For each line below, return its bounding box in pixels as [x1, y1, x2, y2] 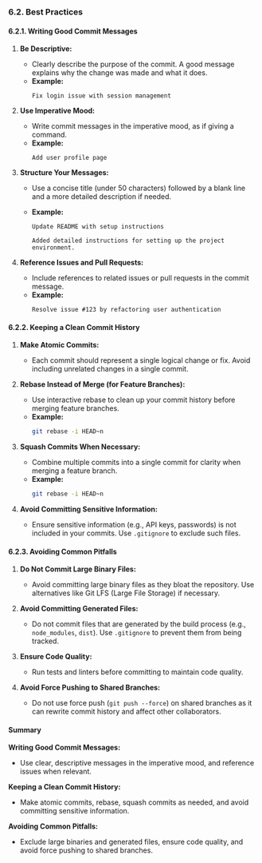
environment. [31, 244, 76, 252]
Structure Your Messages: [19, 168, 109, 177]
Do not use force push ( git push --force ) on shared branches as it [31, 698, 252, 708]
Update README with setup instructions [31, 223, 165, 231]
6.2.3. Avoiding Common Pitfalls [8, 547, 117, 556]
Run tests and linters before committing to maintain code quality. [31, 667, 244, 677]
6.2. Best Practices [8, 6, 84, 18]
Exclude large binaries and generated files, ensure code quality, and [19, 837, 244, 847]
